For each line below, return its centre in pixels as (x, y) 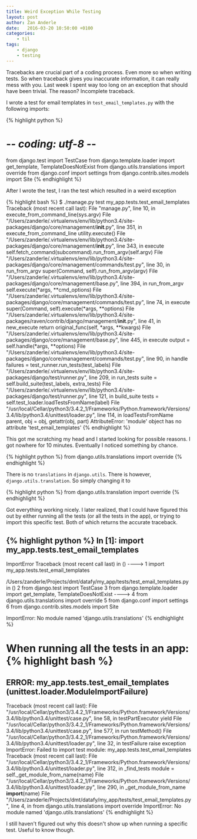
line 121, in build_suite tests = (124, 396)
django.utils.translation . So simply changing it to (68, 481)
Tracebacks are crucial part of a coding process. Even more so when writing (99, 72)
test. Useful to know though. (40, 830)
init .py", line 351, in (119, 227)
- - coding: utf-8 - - (51, 144)
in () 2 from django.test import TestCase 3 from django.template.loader (92, 588)
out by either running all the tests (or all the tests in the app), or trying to (93, 516)
